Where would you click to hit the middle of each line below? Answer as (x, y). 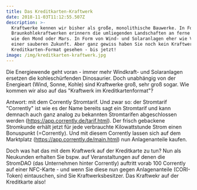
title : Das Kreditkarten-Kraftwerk (50, 11)
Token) (15, 175)
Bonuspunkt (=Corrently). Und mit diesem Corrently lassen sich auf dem (94, 133)
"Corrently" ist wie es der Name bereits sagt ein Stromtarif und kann (89, 108)
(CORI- (182, 169)
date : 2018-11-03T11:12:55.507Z (45, 17)
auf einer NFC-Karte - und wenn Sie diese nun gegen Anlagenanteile (89, 169)
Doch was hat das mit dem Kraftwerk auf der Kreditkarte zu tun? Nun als (94, 151)
